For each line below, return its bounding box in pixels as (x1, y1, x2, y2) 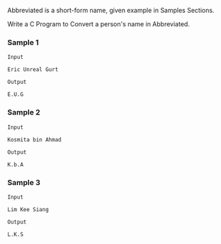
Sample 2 (7, 107, 40, 117)
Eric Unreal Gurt (7, 66, 59, 73)
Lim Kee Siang (7, 206, 50, 213)
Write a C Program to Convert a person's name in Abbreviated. (7, 20, 190, 28)
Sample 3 (7, 177, 41, 187)
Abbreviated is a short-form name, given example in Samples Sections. (7, 6, 215, 14)
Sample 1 (7, 37, 39, 47)
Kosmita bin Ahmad (7, 136, 62, 143)
